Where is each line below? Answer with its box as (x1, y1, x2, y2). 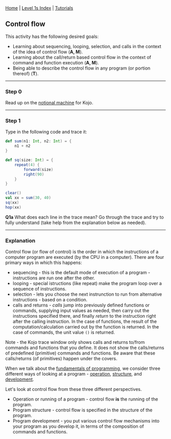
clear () (5, 190, 22, 196)
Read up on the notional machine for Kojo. (5, 100, 93, 106)
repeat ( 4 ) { (14, 162, 40, 167)
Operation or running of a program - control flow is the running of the (12, 396, 158, 402)
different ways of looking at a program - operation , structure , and (5, 371, 142, 377)
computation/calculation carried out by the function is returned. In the (12, 324, 159, 330)
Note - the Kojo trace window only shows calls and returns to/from (5, 339, 145, 345)
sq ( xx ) (5, 200, 19, 205)
